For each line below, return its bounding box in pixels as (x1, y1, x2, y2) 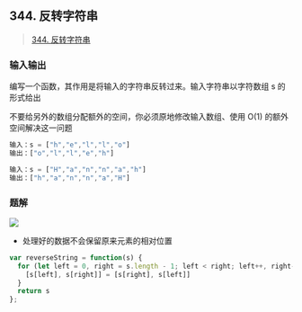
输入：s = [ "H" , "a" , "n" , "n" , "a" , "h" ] (9, 165, 147, 174)
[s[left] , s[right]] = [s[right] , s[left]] (25, 270, 191, 279)
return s (17, 287, 50, 296)
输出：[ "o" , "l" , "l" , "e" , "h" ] (9, 148, 115, 157)
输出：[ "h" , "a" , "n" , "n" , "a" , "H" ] (9, 174, 130, 183)
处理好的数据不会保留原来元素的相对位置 (22, 235, 173, 245)
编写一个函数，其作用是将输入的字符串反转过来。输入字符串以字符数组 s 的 (9, 81, 286, 92)
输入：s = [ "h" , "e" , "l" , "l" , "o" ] (9, 140, 130, 150)
